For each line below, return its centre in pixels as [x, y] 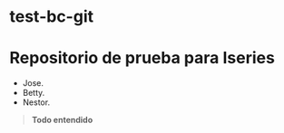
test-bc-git [51, 17]
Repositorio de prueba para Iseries [142, 58]
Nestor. [36, 102]
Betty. [34, 93]
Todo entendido [62, 120]
